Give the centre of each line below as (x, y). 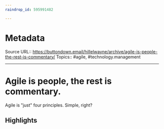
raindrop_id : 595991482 (29, 10)
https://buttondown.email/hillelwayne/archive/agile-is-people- (95, 51)
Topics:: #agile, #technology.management (98, 57)
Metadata (25, 38)
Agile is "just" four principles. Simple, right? (49, 105)
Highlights (21, 120)
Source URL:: (18, 51)
